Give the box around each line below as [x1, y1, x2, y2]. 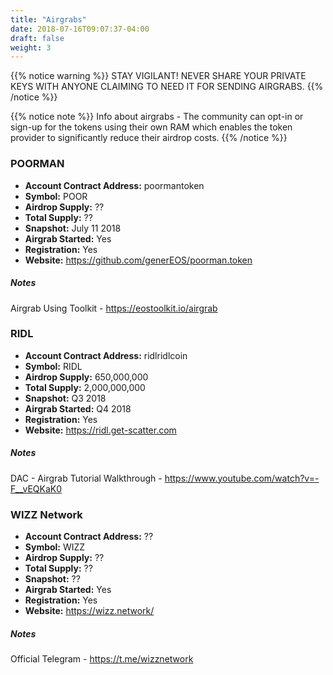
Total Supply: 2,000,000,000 [24, 381, 146, 393]
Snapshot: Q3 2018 [24, 392, 107, 404]
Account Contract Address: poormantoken [24, 179, 205, 191]
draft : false [10, 33, 65, 43]
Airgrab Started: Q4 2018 [24, 402, 132, 415]
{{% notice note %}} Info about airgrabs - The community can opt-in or [10, 111, 304, 123]
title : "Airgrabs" [10, 14, 87, 25]
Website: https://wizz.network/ [24, 605, 155, 617]
